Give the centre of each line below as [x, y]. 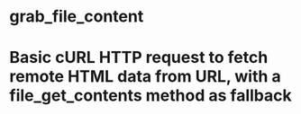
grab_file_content [77, 17]
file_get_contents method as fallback [150, 96]
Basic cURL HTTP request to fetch [139, 58]
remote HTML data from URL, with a [145, 77]
